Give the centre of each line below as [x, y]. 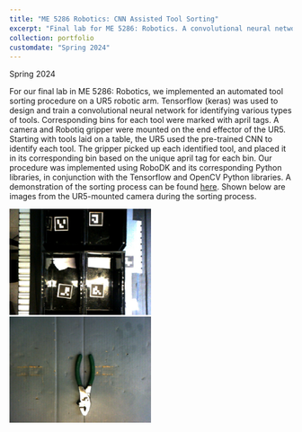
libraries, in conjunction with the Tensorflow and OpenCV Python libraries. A [151, 177]
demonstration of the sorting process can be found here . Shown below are [147, 187]
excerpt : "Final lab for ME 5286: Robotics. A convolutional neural [140, 28]
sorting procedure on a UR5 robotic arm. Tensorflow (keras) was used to [144, 101]
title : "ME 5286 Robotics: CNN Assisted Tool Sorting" [114, 19]
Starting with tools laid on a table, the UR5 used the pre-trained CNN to [141, 139]
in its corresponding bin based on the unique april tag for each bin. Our [141, 158]
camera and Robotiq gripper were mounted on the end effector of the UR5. [147, 129]
